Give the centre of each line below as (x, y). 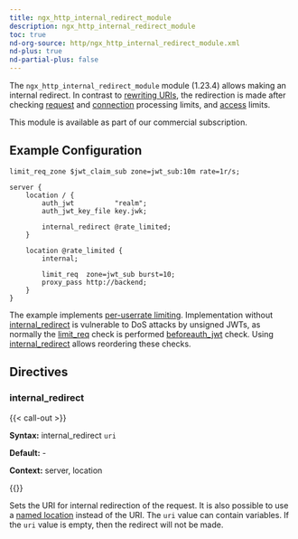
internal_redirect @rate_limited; (107, 227)
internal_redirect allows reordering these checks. (100, 344)
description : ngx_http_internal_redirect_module (102, 26)
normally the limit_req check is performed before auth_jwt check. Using (141, 334)
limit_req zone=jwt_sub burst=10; (109, 274)
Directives (39, 372)
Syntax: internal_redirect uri (63, 435)
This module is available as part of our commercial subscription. (129, 122)
